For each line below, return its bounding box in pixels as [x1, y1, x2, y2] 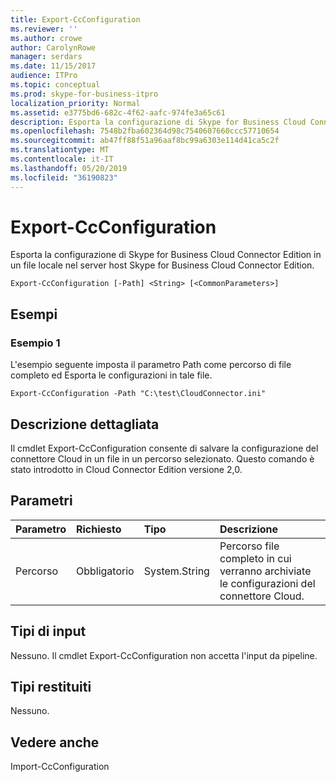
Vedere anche [10, 734, 100, 751]
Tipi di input [10, 623, 87, 640]
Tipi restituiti [10, 678, 92, 695]
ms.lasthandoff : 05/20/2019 [10, 163, 128, 173]
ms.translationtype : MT [10, 145, 110, 155]
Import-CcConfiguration [10, 761, 110, 773]
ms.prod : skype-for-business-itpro [10, 89, 159, 99]
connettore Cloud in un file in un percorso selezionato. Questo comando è [10, 452, 315, 465]
